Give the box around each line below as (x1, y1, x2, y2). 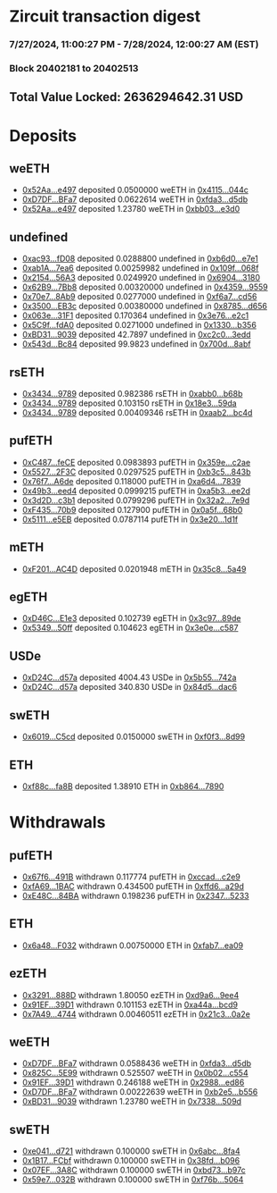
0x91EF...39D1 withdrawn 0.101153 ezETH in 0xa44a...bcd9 (21, 999, 239, 1010)
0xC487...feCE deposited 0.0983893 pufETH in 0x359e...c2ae (21, 457, 251, 467)
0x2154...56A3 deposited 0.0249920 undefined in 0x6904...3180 (21, 273, 261, 283)
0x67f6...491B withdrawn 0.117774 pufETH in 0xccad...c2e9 (21, 871, 240, 882)
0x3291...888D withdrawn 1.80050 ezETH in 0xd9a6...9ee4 (21, 989, 240, 1000)
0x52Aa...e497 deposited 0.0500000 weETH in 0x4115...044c (21, 185, 249, 196)
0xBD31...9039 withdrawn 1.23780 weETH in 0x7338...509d (21, 1096, 242, 1107)
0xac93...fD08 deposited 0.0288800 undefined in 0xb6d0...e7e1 (21, 253, 258, 265)
